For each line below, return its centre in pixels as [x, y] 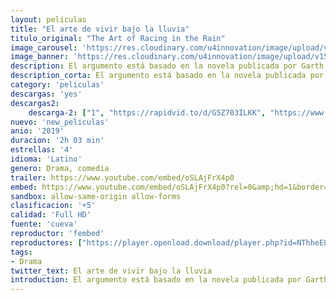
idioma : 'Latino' [46, 159]
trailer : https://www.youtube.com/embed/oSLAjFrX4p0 [122, 177]
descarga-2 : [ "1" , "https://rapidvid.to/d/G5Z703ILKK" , [147, 112]
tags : [21, 252]
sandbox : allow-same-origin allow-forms [96, 196]
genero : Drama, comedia [60, 168]
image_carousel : [44, 47]
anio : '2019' [37, 131]
